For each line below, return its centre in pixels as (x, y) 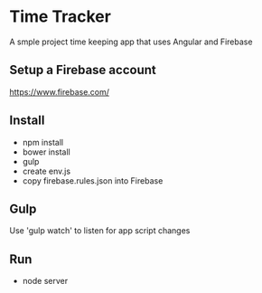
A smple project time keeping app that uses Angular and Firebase (131, 42)
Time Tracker (60, 17)
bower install (46, 152)
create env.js (46, 171)
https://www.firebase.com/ (60, 91)
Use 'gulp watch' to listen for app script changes (100, 231)
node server (45, 281)
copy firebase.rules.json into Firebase (93, 180)
